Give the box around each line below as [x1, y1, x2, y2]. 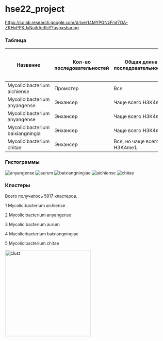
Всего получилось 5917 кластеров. [5, 193, 78, 199]
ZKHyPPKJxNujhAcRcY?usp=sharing [5, 24, 79, 30]
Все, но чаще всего [114, 138, 160, 145]
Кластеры [5, 182, 30, 189]
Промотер [54, 85, 79, 92]
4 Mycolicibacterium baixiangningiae [5, 230, 79, 237]
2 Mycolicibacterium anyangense [5, 212, 72, 218]
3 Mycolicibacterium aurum [5, 221, 60, 227]
